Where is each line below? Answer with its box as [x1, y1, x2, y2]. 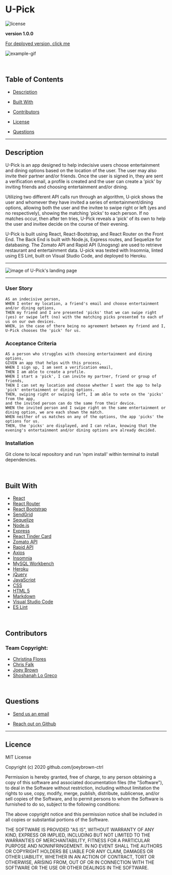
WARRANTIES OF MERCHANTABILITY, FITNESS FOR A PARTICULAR [5, 837, 150, 843]
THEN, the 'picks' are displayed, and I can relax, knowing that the [5, 423, 157, 429]
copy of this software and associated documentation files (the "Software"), [5, 779, 164, 785]
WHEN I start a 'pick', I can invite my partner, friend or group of [5, 374, 157, 379]
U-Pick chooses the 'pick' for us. [5, 328, 81, 333]
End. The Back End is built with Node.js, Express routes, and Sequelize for [5, 236, 162, 242]
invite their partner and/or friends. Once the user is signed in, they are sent [5, 173, 163, 179]
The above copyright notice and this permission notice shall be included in [5, 811, 162, 817]
